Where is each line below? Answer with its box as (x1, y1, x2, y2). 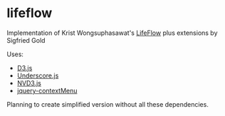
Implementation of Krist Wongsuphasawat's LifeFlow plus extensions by (6, 28, 218, 37)
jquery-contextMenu (16, 86, 78, 95)
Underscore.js (16, 71, 59, 80)
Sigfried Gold (6, 36, 46, 44)
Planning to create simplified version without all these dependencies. (6, 100, 209, 108)
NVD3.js (16, 78, 42, 87)
